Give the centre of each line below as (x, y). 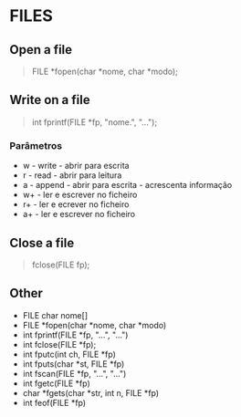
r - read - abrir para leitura (72, 175)
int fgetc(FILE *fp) (57, 383)
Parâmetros (36, 145)
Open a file (41, 50)
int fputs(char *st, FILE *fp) (73, 364)
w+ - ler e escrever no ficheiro (80, 195)
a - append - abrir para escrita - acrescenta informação (127, 185)
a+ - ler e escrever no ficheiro (79, 214)
